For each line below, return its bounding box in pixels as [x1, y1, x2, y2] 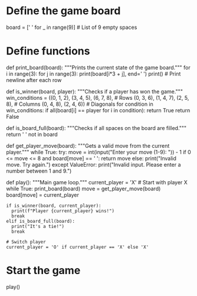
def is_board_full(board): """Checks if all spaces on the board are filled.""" [6, 124, 187, 131]
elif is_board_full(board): [6, 218, 75, 224]
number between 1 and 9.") [6, 167, 72, 174]
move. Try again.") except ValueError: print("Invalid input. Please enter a [6, 161, 181, 168]
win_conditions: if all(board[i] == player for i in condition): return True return [6, 106, 191, 113]
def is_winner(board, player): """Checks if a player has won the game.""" [6, 87, 183, 95]
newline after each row [6, 76, 62, 83]
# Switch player [6, 239, 46, 245]
